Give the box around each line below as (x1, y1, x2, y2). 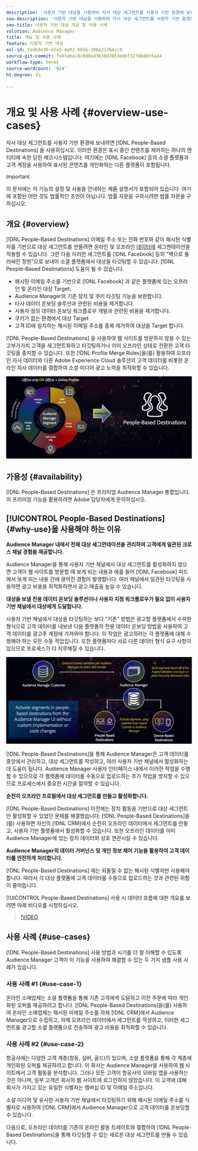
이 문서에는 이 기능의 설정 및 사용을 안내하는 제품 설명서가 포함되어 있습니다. (6, 185, 181, 192)
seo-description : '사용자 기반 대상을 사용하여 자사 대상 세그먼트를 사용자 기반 (6, 15, 180, 22)
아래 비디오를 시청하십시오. (16, 901, 79, 908)
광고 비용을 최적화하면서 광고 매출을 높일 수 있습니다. (21, 583, 143, 590)
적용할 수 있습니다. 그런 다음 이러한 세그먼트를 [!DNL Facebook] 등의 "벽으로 (6, 251, 183, 257)
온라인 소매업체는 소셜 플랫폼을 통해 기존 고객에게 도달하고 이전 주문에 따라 (6, 994, 178, 1001)
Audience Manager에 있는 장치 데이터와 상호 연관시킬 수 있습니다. (6, 834, 159, 841)
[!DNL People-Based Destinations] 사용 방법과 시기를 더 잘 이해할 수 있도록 (6, 949, 182, 956)
